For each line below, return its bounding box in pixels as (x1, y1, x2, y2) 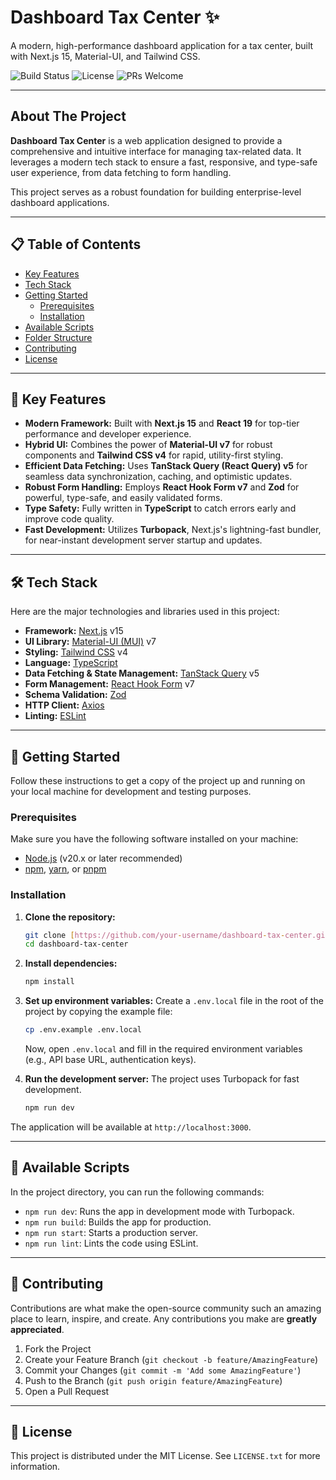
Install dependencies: (24, 957, 118, 970)
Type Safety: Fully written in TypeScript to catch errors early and (24, 502, 297, 515)
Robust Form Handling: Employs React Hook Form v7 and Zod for (24, 481, 300, 493)
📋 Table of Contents (10, 236, 142, 253)
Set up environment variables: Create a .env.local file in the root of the (24, 995, 324, 1007)
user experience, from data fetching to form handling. (10, 166, 232, 178)
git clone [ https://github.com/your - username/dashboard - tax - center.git (24, 930, 330, 940)
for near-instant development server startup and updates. (24, 534, 263, 546)
